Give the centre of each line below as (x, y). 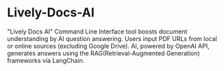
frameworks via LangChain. (46, 60)
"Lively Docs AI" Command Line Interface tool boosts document (97, 31)
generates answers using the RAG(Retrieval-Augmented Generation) (103, 53)
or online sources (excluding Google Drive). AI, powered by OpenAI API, (109, 46)
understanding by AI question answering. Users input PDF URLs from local (112, 38)
